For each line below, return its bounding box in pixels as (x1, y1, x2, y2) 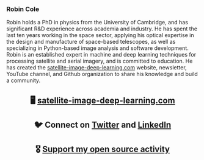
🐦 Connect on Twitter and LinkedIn (34, 120, 172, 130)
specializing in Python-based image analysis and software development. (6, 44, 189, 52)
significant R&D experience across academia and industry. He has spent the (6, 25, 197, 32)
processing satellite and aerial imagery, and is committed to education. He (6, 57, 193, 65)
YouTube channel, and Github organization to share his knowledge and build (6, 71, 199, 78)
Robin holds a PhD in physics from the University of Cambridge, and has (6, 19, 188, 26)
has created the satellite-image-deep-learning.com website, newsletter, (6, 64, 188, 71)
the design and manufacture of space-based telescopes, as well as (6, 38, 176, 46)
